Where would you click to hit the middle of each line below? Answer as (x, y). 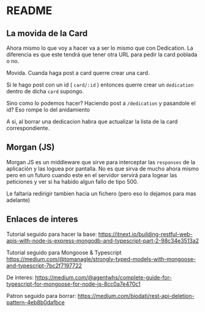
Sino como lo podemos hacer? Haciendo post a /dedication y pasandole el (101, 103)
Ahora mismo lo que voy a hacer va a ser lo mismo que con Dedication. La (100, 48)
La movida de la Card (47, 33)
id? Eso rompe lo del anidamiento (48, 110)
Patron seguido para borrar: (41, 295)
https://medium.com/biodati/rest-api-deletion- (136, 295)
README (29, 11)
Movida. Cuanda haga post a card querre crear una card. (78, 73)
